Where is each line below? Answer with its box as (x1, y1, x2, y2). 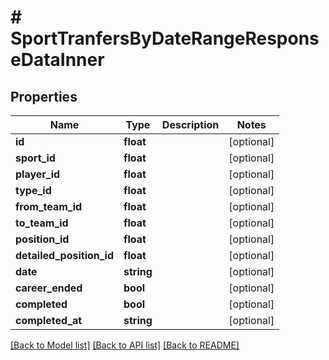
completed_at (15, 314, 83, 327)
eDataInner (10, 49, 105, 71)
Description (161, 118, 220, 131)
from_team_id (15, 200, 83, 213)
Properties (10, 88, 78, 105)
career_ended (15, 281, 83, 295)
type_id (15, 184, 52, 197)
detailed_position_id (15, 249, 115, 262)
